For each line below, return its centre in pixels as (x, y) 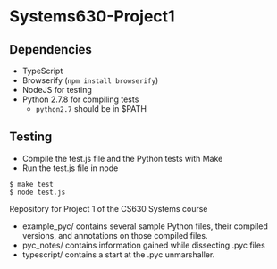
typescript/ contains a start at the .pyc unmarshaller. (118, 254)
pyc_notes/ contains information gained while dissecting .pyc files (143, 245)
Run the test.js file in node (70, 168)
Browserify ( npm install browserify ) (90, 80)
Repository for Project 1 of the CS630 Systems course (109, 208)
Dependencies (50, 50)
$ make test (31, 184)
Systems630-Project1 (92, 17)
